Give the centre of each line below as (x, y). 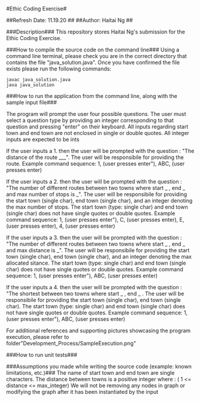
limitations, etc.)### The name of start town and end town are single (90, 373)
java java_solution (30, 85)
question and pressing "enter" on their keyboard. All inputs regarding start (97, 127)
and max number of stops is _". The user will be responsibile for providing (97, 194)
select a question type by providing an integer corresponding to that (90, 120)
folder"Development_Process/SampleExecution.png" (71, 343)
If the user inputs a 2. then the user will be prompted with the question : (94, 181)
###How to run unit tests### (42, 355)
